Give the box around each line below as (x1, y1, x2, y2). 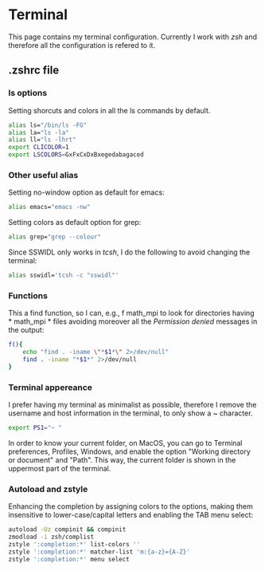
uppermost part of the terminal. (8, 463, 111, 473)
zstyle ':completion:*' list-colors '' (8, 540, 141, 548)
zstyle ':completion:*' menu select (8, 555, 130, 563)
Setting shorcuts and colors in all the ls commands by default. (8, 105, 211, 115)
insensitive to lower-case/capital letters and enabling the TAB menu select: (8, 510, 253, 520)
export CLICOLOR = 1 (8, 144, 69, 152)
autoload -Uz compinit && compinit (8, 526, 127, 534)
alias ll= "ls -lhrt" (8, 136, 77, 144)
